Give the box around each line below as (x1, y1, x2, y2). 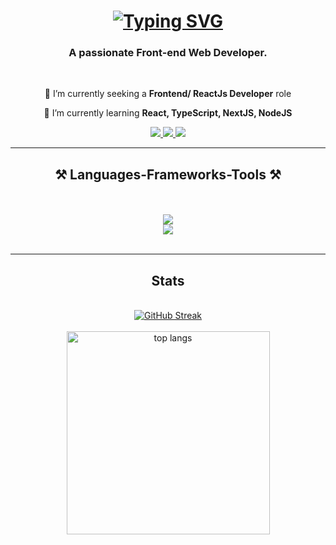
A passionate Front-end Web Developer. (68, 46, 268, 60)
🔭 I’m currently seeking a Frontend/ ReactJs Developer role (44, 88, 292, 100)
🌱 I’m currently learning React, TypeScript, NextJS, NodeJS (43, 107, 293, 119)
